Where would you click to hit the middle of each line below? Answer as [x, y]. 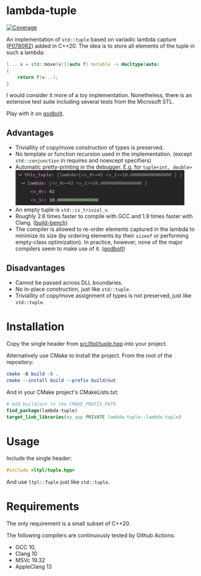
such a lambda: [26, 52]
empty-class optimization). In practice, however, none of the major [99, 242]
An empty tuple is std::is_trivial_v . [62, 210]
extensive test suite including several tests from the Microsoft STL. [90, 102]
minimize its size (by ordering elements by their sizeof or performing [102, 236]
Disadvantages [36, 268]
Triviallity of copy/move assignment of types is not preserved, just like [103, 296]
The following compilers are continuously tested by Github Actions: [91, 536]
